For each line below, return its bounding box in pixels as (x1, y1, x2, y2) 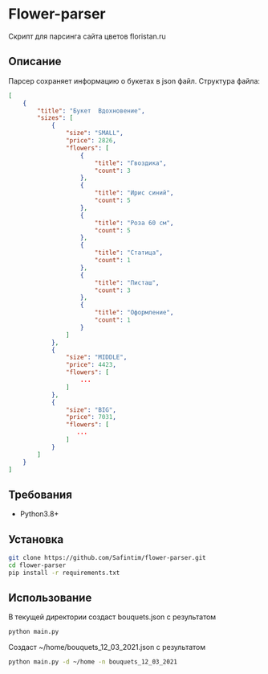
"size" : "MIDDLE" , (65, 353, 128, 362)
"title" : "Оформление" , (94, 309, 174, 317)
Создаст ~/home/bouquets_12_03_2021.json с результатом (8, 643, 206, 652)
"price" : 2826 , (65, 137, 116, 145)
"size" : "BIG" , (65, 405, 116, 414)
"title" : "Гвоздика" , (94, 158, 167, 167)
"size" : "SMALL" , (65, 129, 124, 138)
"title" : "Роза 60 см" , (94, 219, 174, 227)
